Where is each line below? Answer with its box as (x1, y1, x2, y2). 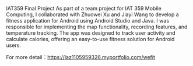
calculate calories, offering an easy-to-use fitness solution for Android (6, 36, 175, 42)
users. (6, 42, 22, 49)
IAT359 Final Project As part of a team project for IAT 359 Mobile (6, 5, 162, 12)
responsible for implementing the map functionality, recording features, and (6, 23, 188, 30)
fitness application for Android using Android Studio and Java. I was (6, 17, 170, 24)
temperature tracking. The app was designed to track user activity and (6, 30, 176, 36)
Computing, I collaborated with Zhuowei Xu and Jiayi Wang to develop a (6, 11, 179, 18)
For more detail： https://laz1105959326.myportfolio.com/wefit (6, 54, 156, 60)
